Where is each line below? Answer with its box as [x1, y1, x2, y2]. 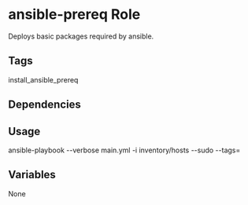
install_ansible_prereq [8, 75, 79, 84]
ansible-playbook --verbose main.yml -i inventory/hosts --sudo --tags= [8, 145, 241, 155]
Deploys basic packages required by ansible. [8, 31, 154, 41]
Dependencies [8, 98, 81, 112]
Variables [8, 168, 57, 181]
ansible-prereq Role [8, 5, 141, 24]
